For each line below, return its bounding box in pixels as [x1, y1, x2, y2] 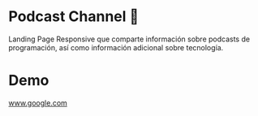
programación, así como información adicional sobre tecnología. [8, 42, 224, 52]
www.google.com [8, 97, 67, 108]
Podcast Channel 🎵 [8, 7, 140, 26]
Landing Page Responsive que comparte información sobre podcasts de [8, 34, 250, 44]
